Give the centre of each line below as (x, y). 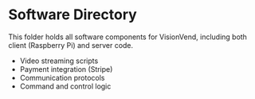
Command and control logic (65, 86)
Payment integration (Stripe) (66, 69)
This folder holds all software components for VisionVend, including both (127, 37)
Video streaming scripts (59, 61)
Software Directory (73, 15)
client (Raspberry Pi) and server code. (71, 45)
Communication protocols (62, 77)
